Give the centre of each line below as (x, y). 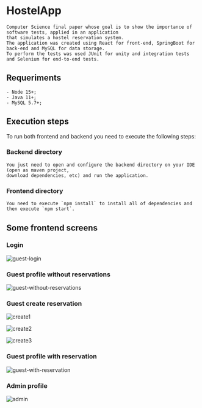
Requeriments (34, 78)
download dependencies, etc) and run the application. (78, 175)
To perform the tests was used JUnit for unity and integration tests (98, 54)
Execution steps (38, 122)
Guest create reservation (44, 304)
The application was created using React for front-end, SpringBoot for (101, 43)
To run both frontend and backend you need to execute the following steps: (101, 136)
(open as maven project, (38, 170)
